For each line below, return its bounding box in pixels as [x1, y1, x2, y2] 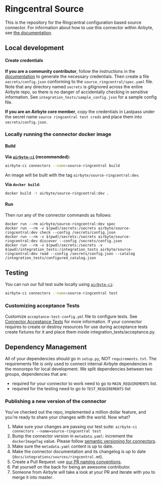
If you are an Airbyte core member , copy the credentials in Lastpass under [5, 108, 155, 115]
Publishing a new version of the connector [5, 398, 106, 405]
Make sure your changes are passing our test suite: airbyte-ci [12, 423, 137, 429]
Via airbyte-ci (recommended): [5, 154, 71, 160]
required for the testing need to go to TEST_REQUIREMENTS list [12, 386, 131, 392]
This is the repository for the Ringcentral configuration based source [5, 19, 142, 25]
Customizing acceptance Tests [5, 302, 80, 309]
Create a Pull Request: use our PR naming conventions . [12, 459, 122, 465]
